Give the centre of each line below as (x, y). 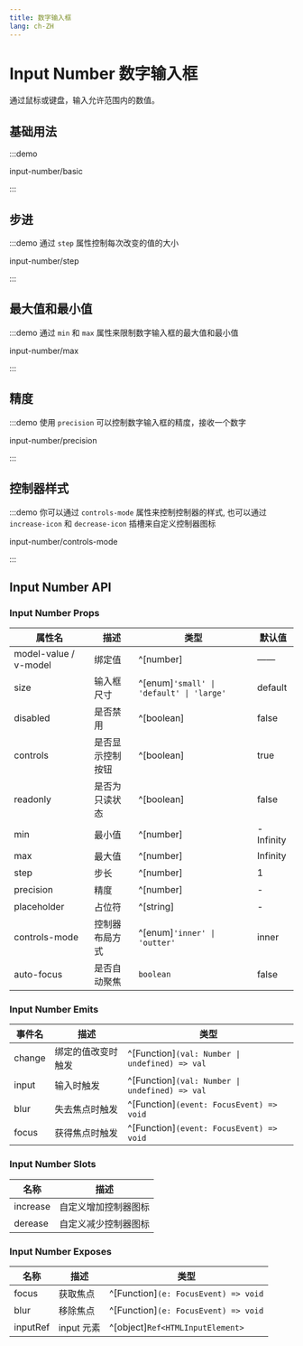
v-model (32, 665)
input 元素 (79, 1328)
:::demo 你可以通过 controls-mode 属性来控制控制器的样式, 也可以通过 (138, 512)
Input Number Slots (53, 1164)
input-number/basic (46, 172)
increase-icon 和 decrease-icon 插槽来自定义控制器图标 (113, 523)
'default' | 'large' (183, 693)
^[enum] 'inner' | (177, 933)
